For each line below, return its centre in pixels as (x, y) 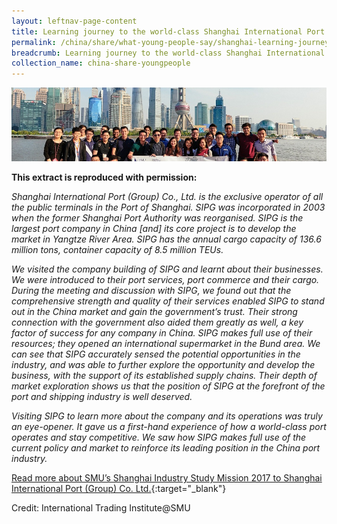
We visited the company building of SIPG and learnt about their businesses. (167, 269)
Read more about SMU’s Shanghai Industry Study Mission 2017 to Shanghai (167, 478)
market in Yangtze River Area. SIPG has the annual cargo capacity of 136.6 (166, 239)
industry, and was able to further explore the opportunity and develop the (163, 365)
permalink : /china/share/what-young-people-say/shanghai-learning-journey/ (172, 42)
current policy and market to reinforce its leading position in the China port (166, 448)
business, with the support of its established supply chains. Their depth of (164, 376)
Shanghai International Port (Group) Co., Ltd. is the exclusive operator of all (167, 197)
